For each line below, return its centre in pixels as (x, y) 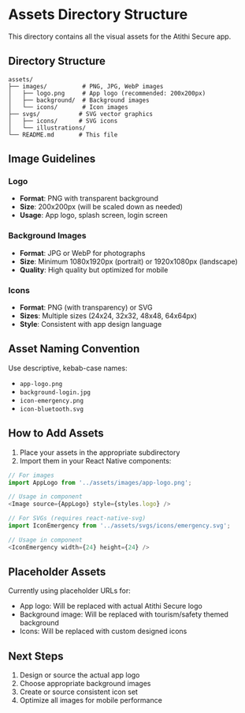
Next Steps (36, 656)
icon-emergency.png (52, 400)
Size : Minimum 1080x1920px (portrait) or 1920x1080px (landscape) (128, 261)
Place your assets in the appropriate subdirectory (100, 452)
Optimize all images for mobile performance (91, 700)
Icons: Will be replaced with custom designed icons (103, 631)
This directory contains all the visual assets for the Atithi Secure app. (120, 36)
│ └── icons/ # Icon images (68, 107)
